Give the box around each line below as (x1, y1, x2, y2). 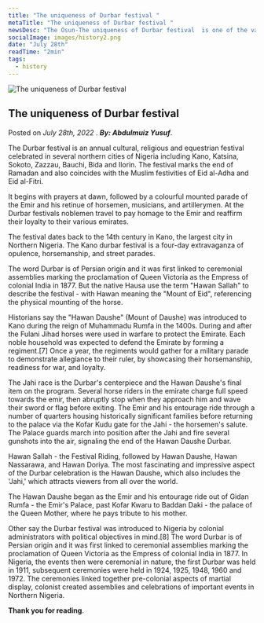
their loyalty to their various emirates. (8, 217, 129, 226)
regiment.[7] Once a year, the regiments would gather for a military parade (8, 346, 249, 355)
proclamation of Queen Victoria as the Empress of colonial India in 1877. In (8, 548, 248, 558)
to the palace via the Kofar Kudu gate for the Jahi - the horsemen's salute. (8, 420, 248, 429)
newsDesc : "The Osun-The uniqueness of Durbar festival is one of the (8, 26, 247, 34)
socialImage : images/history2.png (8, 33, 122, 42)
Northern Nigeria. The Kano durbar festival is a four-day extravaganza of (8, 240, 244, 250)
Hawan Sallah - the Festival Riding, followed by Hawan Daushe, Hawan (8, 451, 238, 460)
